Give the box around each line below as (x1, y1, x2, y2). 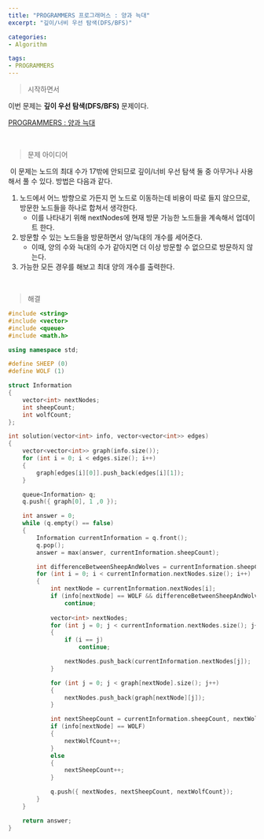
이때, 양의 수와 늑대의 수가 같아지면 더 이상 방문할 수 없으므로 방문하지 (31, 242, 245, 252)
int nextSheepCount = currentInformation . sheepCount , (49, 715, 230, 723)
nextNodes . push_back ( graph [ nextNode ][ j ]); (64, 693, 206, 701)
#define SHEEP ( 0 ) (8, 360, 68, 368)
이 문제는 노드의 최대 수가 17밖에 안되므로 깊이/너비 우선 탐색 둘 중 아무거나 (9, 167, 240, 176)
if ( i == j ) (64, 636, 104, 644)
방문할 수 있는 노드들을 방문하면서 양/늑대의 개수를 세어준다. (19, 233, 203, 242)
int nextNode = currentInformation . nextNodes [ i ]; (49, 585, 216, 593)
